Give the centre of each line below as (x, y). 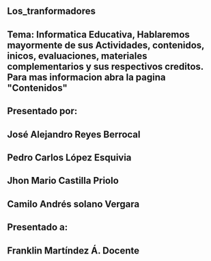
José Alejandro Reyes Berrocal (74, 134)
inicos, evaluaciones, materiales (77, 56)
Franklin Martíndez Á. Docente (73, 250)
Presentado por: (42, 111)
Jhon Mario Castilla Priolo (63, 181)
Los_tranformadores (52, 11)
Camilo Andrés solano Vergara (73, 204)
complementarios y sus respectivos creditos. (105, 67)
